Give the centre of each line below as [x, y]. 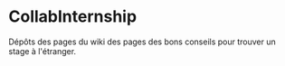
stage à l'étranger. [43, 51]
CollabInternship [73, 17]
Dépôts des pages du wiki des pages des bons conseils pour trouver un [142, 42]
